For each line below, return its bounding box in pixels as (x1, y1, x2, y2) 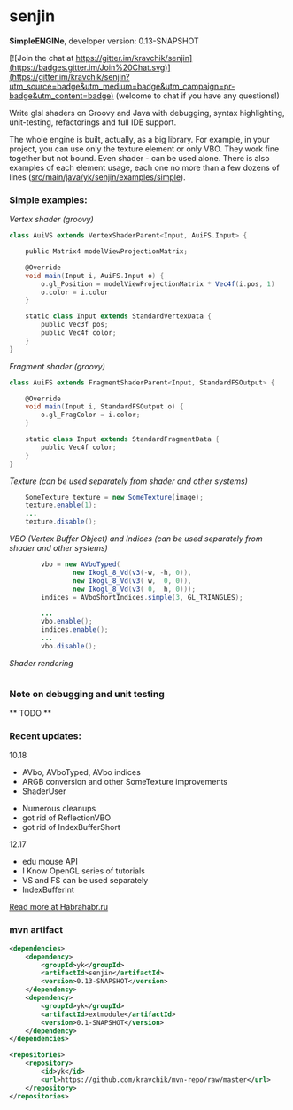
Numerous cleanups (21, 803, 96, 814)
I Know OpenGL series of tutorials (21, 865, 146, 876)
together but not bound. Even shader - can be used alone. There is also (9, 152, 270, 163)
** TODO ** (9, 708, 52, 718)
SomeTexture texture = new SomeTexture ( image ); (25, 493, 204, 501)
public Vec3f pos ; (41, 321, 109, 330)
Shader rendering (9, 657, 73, 668)
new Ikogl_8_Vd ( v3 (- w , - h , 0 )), (72, 568, 192, 577)
